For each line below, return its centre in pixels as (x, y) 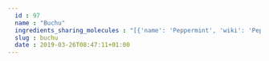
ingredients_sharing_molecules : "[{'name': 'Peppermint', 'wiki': (130, 30)
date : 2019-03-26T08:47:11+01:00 (72, 45)
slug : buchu (37, 38)
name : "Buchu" (40, 23)
